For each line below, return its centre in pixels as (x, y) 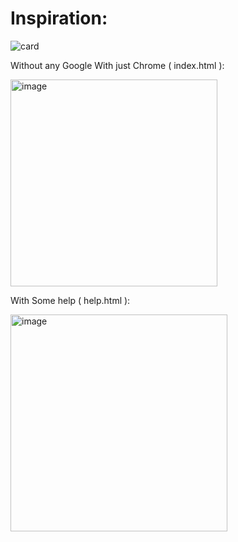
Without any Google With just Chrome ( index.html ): (117, 65)
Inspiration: (59, 18)
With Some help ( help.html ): (70, 300)
